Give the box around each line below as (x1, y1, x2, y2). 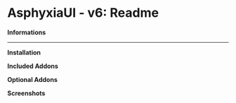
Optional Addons (7, 75, 58, 83)
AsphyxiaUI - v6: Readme (7, 5, 159, 21)
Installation (7, 48, 41, 57)
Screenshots (7, 89, 46, 97)
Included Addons (7, 62, 58, 70)
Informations (7, 28, 46, 36)
